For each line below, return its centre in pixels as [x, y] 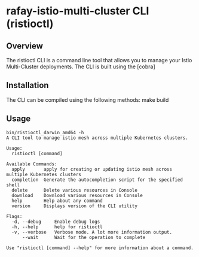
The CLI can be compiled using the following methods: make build [88, 99]
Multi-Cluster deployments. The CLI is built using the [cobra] [81, 66]
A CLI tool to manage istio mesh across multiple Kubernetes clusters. [97, 138]
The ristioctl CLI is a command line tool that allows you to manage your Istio [99, 60]
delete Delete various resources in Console [74, 190]
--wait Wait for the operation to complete [84, 237]
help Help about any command [57, 201]
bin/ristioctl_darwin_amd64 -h [45, 132]
